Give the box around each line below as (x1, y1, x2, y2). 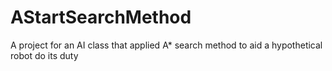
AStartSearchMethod (10, 6, 192, 29)
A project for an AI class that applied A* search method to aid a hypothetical (10, 39, 323, 51)
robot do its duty (10, 49, 79, 61)
